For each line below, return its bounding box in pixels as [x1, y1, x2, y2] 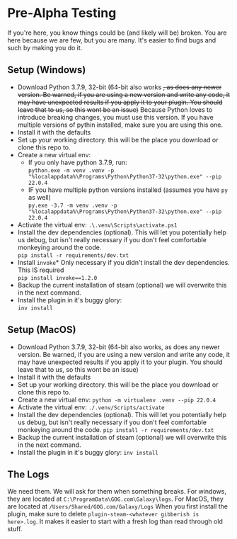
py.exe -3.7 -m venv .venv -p [28, 202, 118, 209]
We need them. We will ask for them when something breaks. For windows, [7, 487, 226, 496]
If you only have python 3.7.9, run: [28, 158, 127, 166]
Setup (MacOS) [7, 324, 76, 336]
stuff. [7, 525, 23, 533]
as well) [28, 193, 52, 201]
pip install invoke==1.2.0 [17, 274, 98, 281]
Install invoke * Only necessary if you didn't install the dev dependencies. [17, 258, 230, 266]
